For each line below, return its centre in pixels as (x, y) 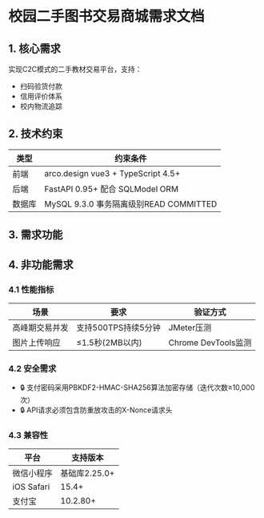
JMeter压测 (190, 327)
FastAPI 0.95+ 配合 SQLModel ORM (111, 189)
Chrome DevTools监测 (210, 343)
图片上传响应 (37, 343)
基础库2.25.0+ (88, 473)
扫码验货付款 (41, 86)
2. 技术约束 (36, 134)
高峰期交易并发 (41, 327)
